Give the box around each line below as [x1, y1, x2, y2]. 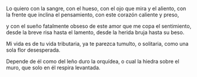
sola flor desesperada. [6, 46, 61, 53]
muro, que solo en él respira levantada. [6, 64, 101, 71]
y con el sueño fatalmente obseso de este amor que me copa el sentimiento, [6, 23, 192, 29]
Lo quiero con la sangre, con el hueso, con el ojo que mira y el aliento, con [6, 5, 186, 12]
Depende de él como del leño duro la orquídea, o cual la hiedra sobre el [6, 58, 179, 65]
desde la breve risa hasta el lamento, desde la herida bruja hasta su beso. [6, 29, 185, 36]
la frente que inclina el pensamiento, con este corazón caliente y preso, [6, 11, 179, 18]
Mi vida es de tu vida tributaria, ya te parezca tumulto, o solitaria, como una [6, 41, 189, 47]
